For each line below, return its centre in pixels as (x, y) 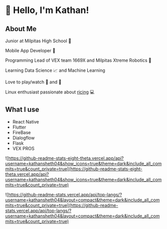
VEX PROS (23, 148)
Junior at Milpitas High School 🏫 (38, 41)
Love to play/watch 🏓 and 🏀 (33, 82)
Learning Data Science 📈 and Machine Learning (55, 70)
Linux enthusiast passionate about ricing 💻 (50, 92)
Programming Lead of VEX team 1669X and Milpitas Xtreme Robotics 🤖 (78, 60)
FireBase (22, 132)
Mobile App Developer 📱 (30, 50)
